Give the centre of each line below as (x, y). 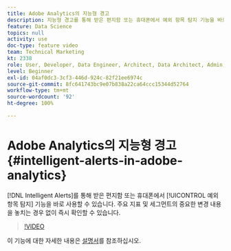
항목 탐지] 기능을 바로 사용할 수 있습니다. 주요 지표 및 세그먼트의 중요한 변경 (108, 203)
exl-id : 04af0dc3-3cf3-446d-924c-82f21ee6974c (75, 78)
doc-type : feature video (43, 46)
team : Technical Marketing (46, 52)
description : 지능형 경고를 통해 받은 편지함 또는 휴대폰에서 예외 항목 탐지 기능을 (111, 20)
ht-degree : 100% (30, 103)
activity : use (27, 39)
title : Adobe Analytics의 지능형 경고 (58, 13)
